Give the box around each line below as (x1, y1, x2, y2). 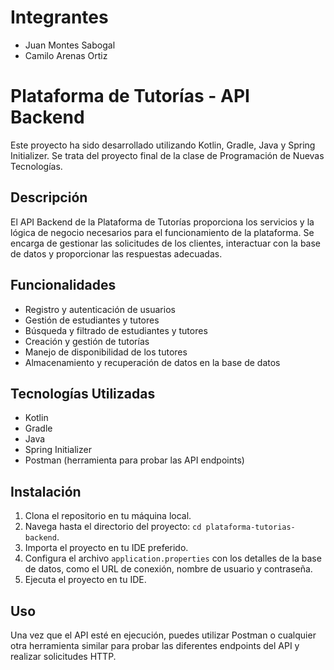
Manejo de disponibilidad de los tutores (24, 346, 188, 358)
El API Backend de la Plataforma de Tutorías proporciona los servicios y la (10, 216, 315, 228)
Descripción (10, 189, 88, 206)
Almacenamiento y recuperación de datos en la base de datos (24, 356, 281, 368)
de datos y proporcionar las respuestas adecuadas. (10, 247, 223, 260)
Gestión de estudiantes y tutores (24, 314, 160, 326)
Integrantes (10, 6, 109, 29)
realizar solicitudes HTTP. (10, 650, 117, 662)
